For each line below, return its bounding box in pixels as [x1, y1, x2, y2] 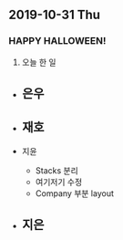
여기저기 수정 [35, 176, 83, 187]
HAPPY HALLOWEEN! [8, 35, 107, 47]
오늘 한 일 [21, 57, 56, 68]
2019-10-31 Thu [8, 7, 101, 23]
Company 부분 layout [35, 187, 115, 199]
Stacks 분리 [35, 164, 78, 176]
